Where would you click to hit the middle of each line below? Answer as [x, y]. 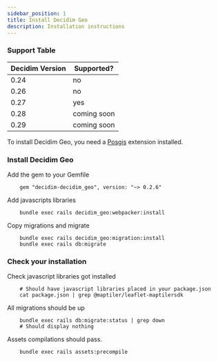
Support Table [32, 50]
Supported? [94, 68]
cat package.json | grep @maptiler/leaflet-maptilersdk [102, 295]
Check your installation [47, 261]
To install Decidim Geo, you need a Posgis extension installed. [95, 141]
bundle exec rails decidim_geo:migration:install [92, 238]
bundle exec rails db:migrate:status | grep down [92, 321]
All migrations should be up [46, 308]
